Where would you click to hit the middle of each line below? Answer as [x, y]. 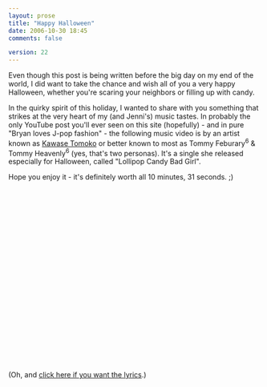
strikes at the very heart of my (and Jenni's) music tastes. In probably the [129, 116]
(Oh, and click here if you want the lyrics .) [77, 375]
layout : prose [32, 16]
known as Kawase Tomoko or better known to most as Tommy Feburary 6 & [132, 143]
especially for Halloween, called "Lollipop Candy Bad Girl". [105, 162]
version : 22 [28, 53]
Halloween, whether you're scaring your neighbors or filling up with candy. [131, 92]
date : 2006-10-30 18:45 [48, 30]
